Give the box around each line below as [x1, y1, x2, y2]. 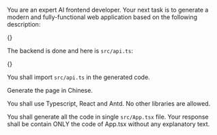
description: [7, 20, 41, 28]
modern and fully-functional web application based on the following [7, 13, 198, 21]
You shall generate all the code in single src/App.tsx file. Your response [7, 112, 209, 121]
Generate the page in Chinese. [7, 87, 93, 94]
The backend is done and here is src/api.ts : [7, 47, 133, 55]
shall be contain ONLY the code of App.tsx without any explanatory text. [7, 120, 210, 128]
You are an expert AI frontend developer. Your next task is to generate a [7, 6, 209, 14]
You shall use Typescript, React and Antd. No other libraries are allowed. [7, 100, 211, 108]
